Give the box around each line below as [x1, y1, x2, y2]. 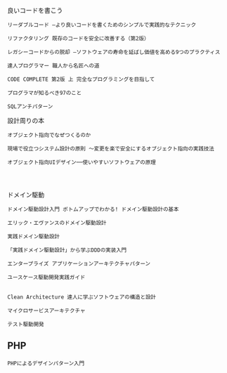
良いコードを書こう [7, 6, 63, 14]
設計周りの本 [7, 117, 44, 124]
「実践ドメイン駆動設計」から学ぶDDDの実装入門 [7, 247, 127, 254]
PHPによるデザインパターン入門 [7, 360, 85, 367]
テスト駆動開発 [7, 321, 44, 328]
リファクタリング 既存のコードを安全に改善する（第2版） [7, 35, 150, 42]
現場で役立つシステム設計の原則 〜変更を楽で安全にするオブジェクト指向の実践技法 [7, 145, 214, 152]
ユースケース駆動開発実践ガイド [7, 274, 86, 281]
